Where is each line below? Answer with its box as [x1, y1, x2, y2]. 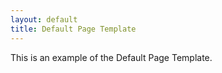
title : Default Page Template [10, 24, 137, 34]
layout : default [10, 14, 78, 25]
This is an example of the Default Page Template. [10, 51, 213, 63]
